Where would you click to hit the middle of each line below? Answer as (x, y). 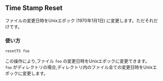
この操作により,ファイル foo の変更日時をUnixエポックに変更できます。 (77, 61)
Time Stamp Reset (34, 8)
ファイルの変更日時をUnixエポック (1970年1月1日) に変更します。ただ (75, 20)
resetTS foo (17, 51)
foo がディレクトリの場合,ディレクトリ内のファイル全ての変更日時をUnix (79, 67)
